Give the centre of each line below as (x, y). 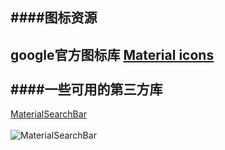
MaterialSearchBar (48, 114)
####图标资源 (54, 18)
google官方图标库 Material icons (112, 54)
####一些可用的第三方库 (86, 89)
